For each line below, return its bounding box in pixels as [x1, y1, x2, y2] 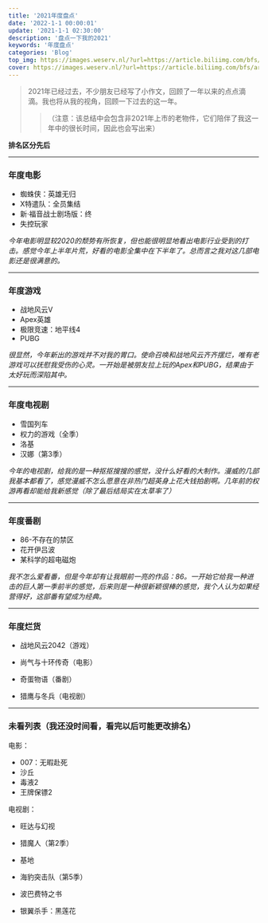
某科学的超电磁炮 [19, 555, 76, 564]
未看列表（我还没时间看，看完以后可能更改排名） [8, 721, 196, 732]
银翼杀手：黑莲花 [19, 905, 76, 915]
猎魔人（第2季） [19, 838, 74, 847]
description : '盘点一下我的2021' [8, 33, 112, 42]
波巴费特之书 [19, 889, 62, 898]
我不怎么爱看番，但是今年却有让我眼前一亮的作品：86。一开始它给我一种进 [8, 571, 254, 581]
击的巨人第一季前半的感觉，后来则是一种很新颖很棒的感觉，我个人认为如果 [8, 581, 252, 591]
